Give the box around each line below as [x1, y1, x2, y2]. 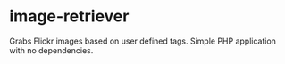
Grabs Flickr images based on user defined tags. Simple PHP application [9, 36, 277, 46]
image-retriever [9, 6, 130, 27]
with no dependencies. [9, 44, 94, 55]
